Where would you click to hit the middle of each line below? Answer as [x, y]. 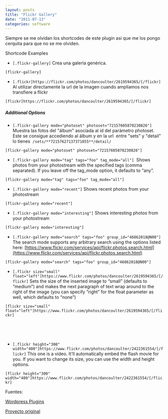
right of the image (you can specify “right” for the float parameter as [83, 292]
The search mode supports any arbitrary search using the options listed [87, 242]
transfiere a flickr [30, 92]
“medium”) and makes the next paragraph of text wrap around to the [83, 287]
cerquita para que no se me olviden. [43, 44]
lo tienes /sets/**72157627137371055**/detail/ [62, 141]
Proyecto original [23, 411]
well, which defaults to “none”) [44, 297]
